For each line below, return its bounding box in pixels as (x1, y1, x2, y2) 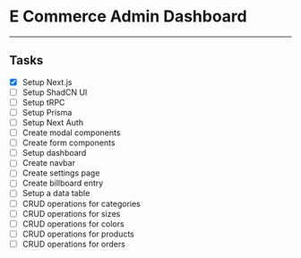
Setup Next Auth (21, 117, 83, 127)
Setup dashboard (21, 148, 87, 159)
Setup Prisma (21, 107, 73, 117)
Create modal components (21, 127, 121, 138)
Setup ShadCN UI (21, 87, 88, 98)
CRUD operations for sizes (21, 208, 121, 219)
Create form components (21, 137, 116, 149)
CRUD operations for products (21, 228, 134, 239)
